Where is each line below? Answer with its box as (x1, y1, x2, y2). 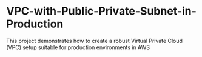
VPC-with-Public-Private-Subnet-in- (6, 4, 197, 18)
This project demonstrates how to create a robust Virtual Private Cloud (6, 37, 183, 44)
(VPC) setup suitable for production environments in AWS (6, 44, 150, 51)
